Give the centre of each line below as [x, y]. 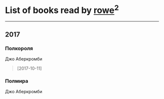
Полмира [17, 81]
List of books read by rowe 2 [62, 10]
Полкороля [19, 48]
